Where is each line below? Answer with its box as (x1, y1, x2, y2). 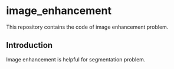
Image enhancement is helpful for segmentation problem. (6, 56, 146, 63)
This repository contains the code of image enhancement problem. (6, 23, 169, 30)
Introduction (6, 40, 53, 50)
